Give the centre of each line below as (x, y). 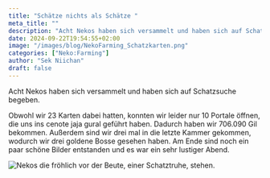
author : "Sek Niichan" (46, 61)
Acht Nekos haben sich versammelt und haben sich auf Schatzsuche (123, 91)
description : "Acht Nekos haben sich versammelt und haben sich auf (125, 31)
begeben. (24, 99)
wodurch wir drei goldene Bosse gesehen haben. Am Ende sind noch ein (129, 141)
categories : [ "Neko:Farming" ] (59, 53)
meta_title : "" (34, 23)
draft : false (30, 68)
